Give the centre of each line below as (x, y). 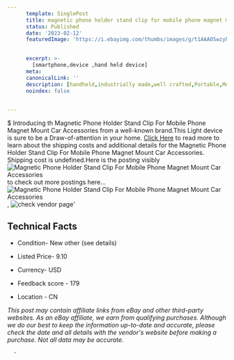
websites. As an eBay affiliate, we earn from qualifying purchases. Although (117, 318)
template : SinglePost (57, 14)
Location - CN (37, 297)
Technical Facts (42, 226)
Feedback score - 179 (48, 283)
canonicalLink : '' (52, 78)
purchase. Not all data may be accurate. (65, 339)
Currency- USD (39, 270)
